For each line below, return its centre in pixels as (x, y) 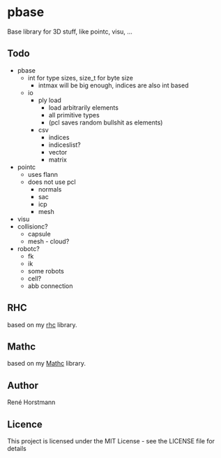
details (17, 449)
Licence (25, 424)
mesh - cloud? (48, 241)
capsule (39, 234)
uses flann (43, 174)
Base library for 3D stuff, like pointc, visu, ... (70, 31)
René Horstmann (31, 402)
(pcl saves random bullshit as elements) (106, 122)
